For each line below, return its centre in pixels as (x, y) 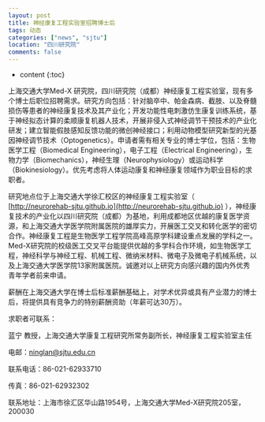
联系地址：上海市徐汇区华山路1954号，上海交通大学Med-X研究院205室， (127, 402)
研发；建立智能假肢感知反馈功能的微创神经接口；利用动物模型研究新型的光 (129, 130)
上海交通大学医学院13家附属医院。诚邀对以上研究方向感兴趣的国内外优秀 (132, 265)
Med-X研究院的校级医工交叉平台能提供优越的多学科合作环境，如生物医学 (126, 246)
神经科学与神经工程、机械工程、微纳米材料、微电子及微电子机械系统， (136, 256)
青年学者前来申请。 (39, 275)
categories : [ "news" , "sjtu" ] (58, 37)
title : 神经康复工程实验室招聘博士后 (62, 23)
